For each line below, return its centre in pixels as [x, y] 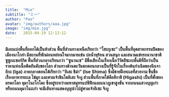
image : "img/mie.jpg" [28, 28]
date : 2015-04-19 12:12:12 [36, 33]
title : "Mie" [20, 10]
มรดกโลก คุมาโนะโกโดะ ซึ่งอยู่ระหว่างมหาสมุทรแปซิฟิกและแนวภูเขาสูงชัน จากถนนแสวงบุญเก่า [82, 82]
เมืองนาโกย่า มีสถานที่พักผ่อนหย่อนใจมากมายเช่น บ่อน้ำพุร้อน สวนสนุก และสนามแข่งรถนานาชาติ [83, 54]
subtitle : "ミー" [23, 14]
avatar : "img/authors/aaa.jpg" [38, 24]
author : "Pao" [20, 19]
